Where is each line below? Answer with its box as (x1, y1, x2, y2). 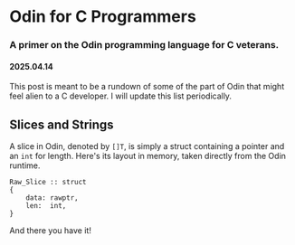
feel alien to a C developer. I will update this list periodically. (9, 90, 233, 101)
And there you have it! (9, 225, 92, 236)
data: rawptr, (25, 193, 79, 203)
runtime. (9, 160, 41, 171)
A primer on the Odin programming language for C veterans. (9, 39, 280, 52)
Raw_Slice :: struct (9, 178, 88, 187)
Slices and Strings (9, 117, 115, 132)
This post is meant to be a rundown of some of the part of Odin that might (9, 81, 285, 92)
